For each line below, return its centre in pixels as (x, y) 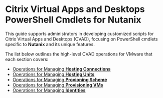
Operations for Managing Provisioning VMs (58, 85)
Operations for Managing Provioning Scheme (60, 79)
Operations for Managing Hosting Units (53, 74)
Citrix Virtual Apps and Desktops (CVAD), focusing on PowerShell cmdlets (81, 39)
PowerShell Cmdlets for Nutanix (73, 20)
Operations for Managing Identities (49, 90)
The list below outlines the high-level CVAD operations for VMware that (79, 54)
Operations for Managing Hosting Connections (61, 69)
